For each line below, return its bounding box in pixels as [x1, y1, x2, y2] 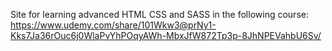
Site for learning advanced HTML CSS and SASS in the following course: [10, 9, 309, 20]
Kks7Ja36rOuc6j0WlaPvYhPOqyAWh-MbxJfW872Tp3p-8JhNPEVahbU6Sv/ [10, 30, 322, 41]
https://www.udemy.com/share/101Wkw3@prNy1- [10, 19, 217, 31]
